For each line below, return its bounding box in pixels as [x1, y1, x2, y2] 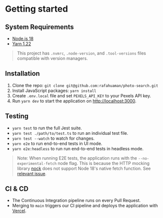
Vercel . [12, 208, 27, 214]
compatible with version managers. [17, 55, 88, 61]
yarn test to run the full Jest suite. [12, 125, 82, 131]
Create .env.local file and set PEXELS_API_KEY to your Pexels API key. [12, 92, 151, 98]
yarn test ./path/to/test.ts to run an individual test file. [12, 130, 128, 136]
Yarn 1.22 [12, 41, 31, 47]
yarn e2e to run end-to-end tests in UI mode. [12, 140, 102, 146]
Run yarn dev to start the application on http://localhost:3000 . [12, 98, 137, 104]
